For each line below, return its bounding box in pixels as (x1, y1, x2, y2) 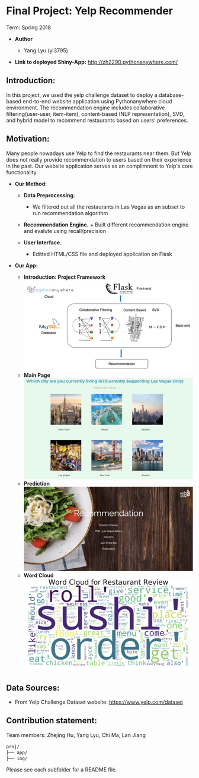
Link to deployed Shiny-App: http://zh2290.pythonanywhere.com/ (14, 58, 178, 65)
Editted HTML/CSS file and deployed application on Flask (32, 250, 172, 257)
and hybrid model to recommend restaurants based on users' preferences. (6, 116, 188, 124)
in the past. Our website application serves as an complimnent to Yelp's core (6, 162, 193, 169)
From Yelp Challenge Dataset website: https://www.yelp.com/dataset (14, 698, 184, 705)
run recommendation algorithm (32, 209, 108, 216)
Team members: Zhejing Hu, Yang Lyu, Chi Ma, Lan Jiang (6, 731, 146, 738)
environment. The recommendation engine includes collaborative (6, 104, 165, 111)
